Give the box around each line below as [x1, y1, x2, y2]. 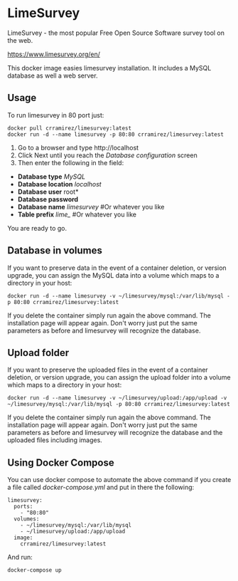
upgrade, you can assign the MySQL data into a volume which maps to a [7, 271, 220, 279]
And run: [7, 553, 33, 562]
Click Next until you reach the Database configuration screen [17, 151, 198, 159]
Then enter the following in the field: [17, 158, 124, 167]
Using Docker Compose [7, 456, 115, 469]
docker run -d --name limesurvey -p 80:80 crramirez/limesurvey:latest [7, 130, 224, 138]
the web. [7, 36, 33, 44]
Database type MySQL [17, 172, 86, 181]
